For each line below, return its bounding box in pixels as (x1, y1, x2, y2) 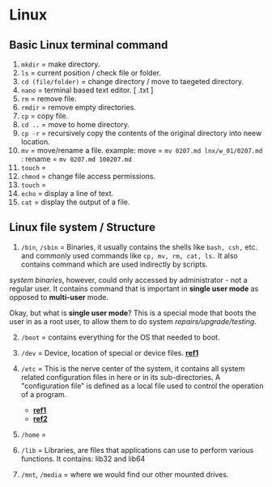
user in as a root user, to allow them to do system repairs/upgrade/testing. (9, 316, 257, 326)
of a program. (20, 389, 67, 399)
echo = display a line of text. (20, 189, 114, 198)
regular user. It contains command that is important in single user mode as (9, 284, 259, 293)
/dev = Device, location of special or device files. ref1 (20, 348, 199, 357)
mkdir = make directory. (20, 59, 100, 69)
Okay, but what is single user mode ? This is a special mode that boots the (9, 308, 257, 318)
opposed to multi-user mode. (9, 292, 108, 301)
